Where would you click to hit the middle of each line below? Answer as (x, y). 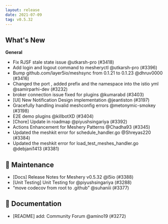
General (14, 52)
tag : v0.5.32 (19, 19)
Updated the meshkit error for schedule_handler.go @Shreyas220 (82, 132)
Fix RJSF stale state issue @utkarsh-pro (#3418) (63, 62)
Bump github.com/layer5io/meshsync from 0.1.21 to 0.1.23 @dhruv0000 (88, 73)
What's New (25, 40)
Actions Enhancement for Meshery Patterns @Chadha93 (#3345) (81, 127)
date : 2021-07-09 (24, 15)
